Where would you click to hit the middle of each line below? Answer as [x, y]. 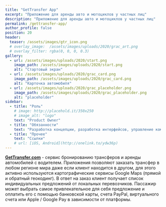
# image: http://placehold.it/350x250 [54, 111]
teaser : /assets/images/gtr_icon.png [48, 42]
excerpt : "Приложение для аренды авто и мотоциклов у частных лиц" [76, 14]
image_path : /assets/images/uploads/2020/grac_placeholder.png [81, 93]
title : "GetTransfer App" [32, 10]
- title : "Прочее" [29, 134]
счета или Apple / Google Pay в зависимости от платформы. [68, 199]
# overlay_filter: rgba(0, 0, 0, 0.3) [50, 51]
